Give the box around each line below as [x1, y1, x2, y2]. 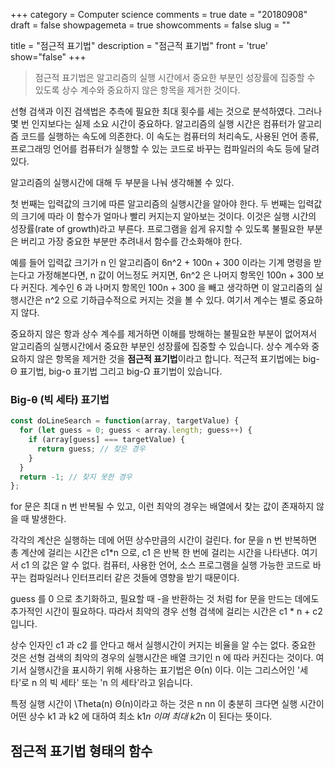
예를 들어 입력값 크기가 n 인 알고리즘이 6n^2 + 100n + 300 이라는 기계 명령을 [10, 257, 312, 268]
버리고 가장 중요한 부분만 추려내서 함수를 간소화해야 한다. [20, 235, 243, 247]
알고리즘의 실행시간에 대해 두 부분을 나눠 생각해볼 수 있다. [10, 177, 235, 188]
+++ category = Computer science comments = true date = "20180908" [10, 9, 308, 20]
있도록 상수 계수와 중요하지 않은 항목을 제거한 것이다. [34, 84, 241, 96]
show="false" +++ [10, 51, 87, 63]
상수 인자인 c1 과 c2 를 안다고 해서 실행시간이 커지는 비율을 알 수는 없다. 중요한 [10, 639, 317, 651]
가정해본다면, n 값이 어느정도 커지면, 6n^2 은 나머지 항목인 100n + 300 [36, 269, 314, 281]
